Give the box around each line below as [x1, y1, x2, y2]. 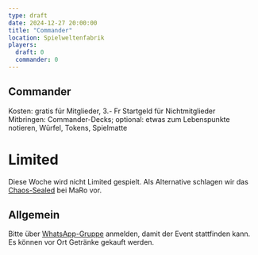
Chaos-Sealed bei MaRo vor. [8, 185, 102, 195]
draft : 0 [15, 48, 44, 56]
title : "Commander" [8, 26, 73, 34]
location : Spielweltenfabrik [8, 33, 105, 42]
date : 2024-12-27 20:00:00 [8, 19, 98, 27]
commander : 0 [15, 56, 59, 64]
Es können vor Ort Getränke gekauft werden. [8, 238, 155, 247]
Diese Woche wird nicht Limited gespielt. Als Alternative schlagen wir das [8, 177, 248, 186]
